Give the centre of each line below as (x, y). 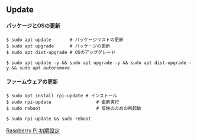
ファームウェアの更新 (32, 82)
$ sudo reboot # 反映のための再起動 (74, 108)
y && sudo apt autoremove (38, 68)
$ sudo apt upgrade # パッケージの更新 (58, 46)
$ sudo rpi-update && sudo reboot (49, 119)
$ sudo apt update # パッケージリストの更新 (65, 40)
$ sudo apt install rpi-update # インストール (62, 96)
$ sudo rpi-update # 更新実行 (63, 102)
